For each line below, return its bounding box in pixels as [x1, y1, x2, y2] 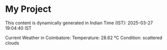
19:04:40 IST [5, 25, 31, 31]
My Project [5, 3, 51, 15]
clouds [5, 40, 19, 46]
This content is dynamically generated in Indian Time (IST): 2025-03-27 [5, 20, 153, 26]
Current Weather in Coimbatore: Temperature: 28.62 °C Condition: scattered [5, 35, 162, 41]
